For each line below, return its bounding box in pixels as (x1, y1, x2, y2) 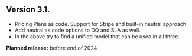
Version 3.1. (6, 5, 50, 15)
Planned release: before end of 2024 (6, 44, 97, 51)
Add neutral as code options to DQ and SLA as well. (14, 27, 141, 34)
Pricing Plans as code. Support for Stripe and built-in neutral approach (14, 20, 187, 27)
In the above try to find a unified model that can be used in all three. (14, 32, 180, 40)
